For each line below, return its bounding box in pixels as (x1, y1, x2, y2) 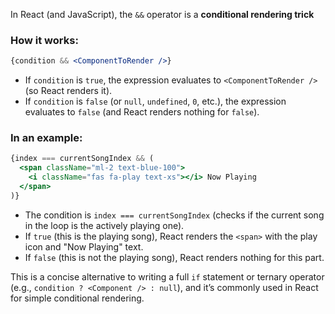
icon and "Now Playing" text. (24, 240, 144, 253)
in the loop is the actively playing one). (24, 219, 185, 231)
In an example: (10, 131, 83, 145)
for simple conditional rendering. (10, 292, 145, 304)
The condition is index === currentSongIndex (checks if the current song (24, 209, 325, 221)
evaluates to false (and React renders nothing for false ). (24, 106, 260, 118)
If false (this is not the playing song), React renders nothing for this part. (24, 251, 325, 263)
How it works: (10, 33, 79, 47)
